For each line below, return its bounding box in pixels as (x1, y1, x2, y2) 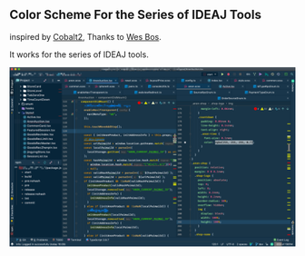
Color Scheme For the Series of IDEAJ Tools (9, 7, 261, 23)
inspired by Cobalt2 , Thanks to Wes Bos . (9, 31, 162, 42)
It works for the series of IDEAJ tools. (9, 49, 150, 60)
